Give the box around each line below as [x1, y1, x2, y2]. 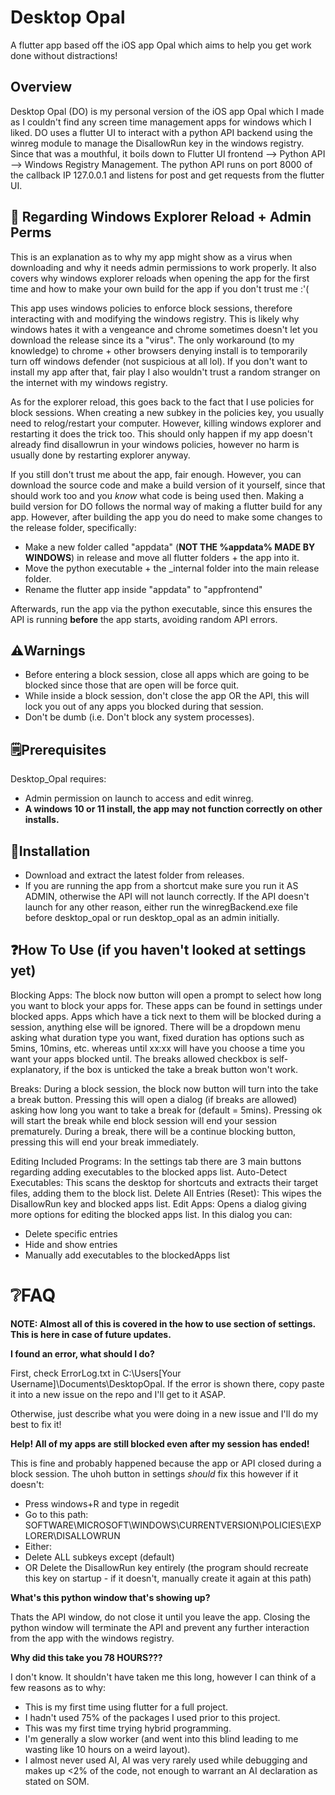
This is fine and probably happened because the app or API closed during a [10, 1457, 322, 1469]
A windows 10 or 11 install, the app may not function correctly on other [24, 803, 323, 815]
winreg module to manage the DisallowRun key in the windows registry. [10, 137, 305, 149]
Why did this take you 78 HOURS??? [10, 1651, 163, 1663]
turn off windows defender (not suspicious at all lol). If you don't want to [10, 355, 308, 367]
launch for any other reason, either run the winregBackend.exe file [24, 901, 298, 913]
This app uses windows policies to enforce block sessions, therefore [10, 302, 293, 314]
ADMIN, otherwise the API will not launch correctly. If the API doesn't [24, 891, 310, 902]
